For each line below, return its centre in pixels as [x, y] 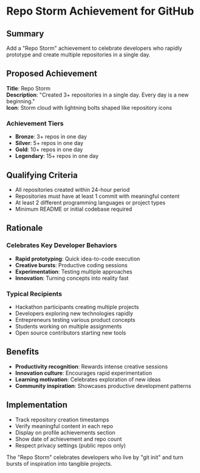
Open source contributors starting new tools [71, 333]
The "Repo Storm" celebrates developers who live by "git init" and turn [95, 457]
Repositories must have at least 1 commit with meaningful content [97, 196]
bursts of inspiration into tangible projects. [59, 463]
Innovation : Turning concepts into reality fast [72, 278]
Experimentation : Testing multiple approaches [74, 271]
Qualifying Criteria [42, 175]
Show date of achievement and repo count [68, 439]
